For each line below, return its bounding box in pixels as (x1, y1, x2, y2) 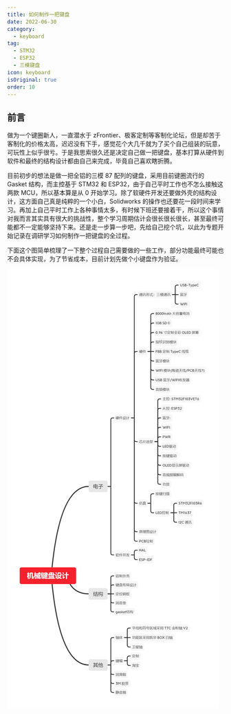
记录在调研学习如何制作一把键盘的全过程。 (12, 232, 134, 240)
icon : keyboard (7, 69, 51, 76)
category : (7, 25, 36, 32)
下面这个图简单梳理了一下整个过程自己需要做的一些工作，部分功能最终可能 (7, 246, 218, 254)
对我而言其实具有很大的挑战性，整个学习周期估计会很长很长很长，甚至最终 (7, 214, 218, 223)
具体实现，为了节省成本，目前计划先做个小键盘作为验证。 (19, 255, 182, 263)
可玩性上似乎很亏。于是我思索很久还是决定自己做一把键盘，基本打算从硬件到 (7, 148, 224, 157)
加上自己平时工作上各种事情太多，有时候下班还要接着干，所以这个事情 (25, 206, 224, 214)
